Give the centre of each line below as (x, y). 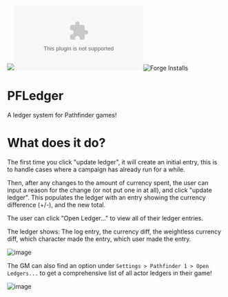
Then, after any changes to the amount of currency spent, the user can (108, 182)
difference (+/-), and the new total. (56, 204)
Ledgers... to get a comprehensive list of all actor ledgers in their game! (110, 273)
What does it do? (56, 143)
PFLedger (35, 96)
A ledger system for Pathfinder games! (62, 115)
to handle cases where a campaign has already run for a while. (96, 169)
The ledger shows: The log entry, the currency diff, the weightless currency (114, 231)
